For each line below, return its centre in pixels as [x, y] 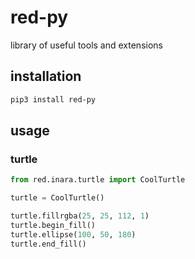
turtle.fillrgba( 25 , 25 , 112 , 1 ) [80, 216]
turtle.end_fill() [48, 244]
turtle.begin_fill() [53, 225]
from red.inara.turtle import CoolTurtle [98, 180]
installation [46, 76]
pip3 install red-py [53, 99]
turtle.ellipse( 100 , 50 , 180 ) [73, 234]
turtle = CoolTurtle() [57, 198]
